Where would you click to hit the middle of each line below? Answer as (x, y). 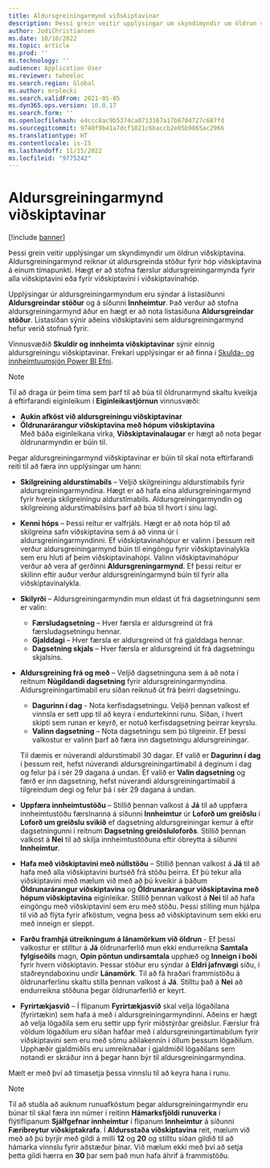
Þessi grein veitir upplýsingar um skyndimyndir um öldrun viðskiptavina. (127, 253)
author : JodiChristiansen (51, 31)
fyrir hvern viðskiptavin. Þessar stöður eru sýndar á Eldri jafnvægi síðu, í (140, 965)
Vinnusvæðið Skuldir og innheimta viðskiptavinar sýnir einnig (112, 344)
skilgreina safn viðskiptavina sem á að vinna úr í (99, 532)
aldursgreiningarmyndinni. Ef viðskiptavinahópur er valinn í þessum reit (137, 541)
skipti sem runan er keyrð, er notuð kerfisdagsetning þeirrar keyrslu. (144, 723)
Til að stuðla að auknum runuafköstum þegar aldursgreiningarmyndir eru (128, 1104)
